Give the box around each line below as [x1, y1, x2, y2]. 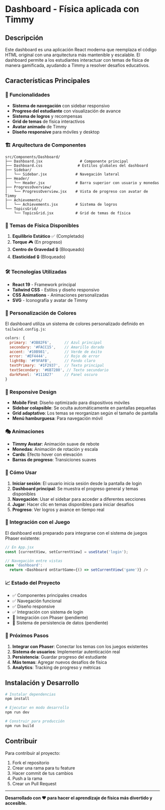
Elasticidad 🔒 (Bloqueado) [12, 254, 66, 260]
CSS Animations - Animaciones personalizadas [12, 292, 109, 298]
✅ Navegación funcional [12, 598, 62, 604]
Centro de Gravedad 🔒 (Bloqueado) [12, 247, 84, 253]
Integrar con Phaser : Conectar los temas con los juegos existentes [12, 643, 148, 649]
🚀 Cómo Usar [5, 469, 37, 476]
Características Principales [5, 76, 90, 85]
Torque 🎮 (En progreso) [12, 239, 62, 245]
